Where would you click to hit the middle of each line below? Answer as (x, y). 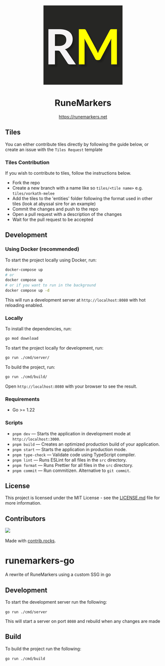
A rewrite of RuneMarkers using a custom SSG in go (58, 574)
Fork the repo (26, 183)
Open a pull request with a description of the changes (67, 214)
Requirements (22, 399)
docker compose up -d (27, 291)
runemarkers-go (40, 561)
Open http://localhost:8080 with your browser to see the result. (71, 386)
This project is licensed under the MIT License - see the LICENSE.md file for (82, 498)
